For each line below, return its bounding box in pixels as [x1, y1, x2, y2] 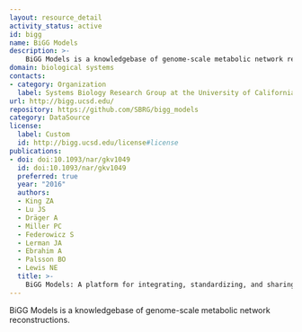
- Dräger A [17, 213, 58, 223]
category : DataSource [9, 113, 91, 122]
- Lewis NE [17, 264, 58, 273]
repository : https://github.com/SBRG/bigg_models [9, 105, 200, 114]
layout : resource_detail [9, 13, 102, 22]
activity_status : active [9, 22, 102, 31]
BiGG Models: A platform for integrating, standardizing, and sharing [25, 280, 296, 289]
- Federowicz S [17, 230, 75, 239]
